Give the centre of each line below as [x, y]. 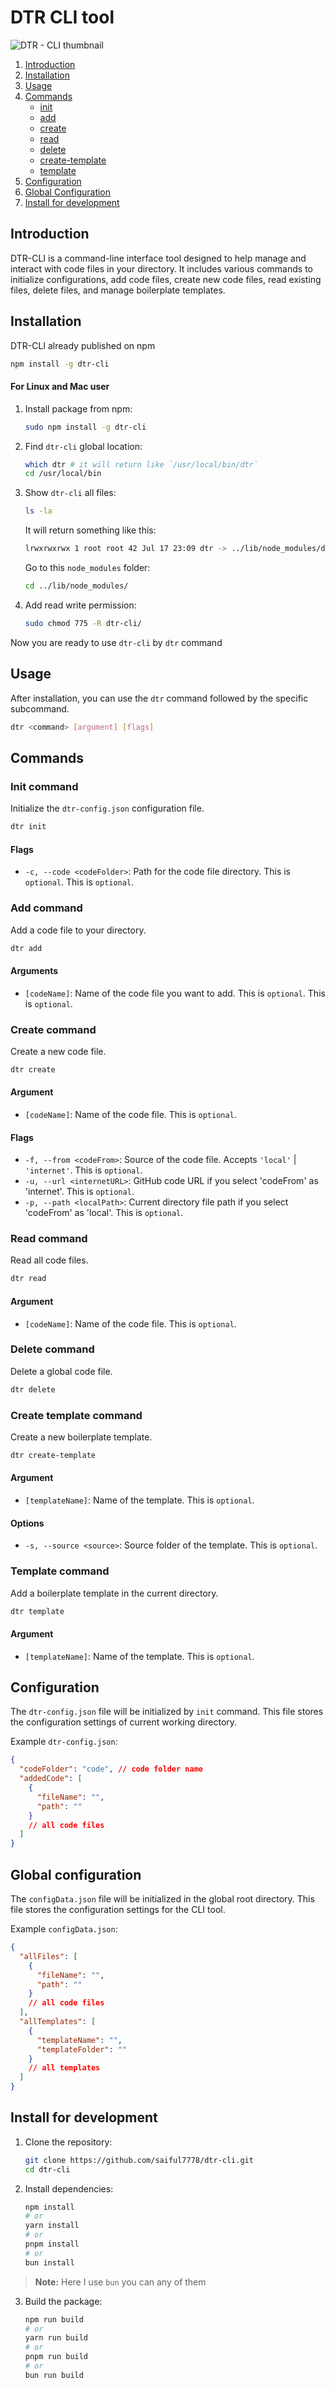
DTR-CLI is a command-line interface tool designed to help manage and [158, 258]
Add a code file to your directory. [78, 930]
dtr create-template [53, 1456]
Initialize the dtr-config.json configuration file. [107, 808]
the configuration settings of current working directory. [124, 1722]
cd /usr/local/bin [63, 474]
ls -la [38, 511]
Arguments [34, 970]
